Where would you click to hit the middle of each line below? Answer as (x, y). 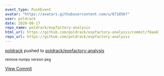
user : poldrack (20, 19)
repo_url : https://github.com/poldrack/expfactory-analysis (68, 37)
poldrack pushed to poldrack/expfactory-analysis (55, 50)
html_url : (15, 32)
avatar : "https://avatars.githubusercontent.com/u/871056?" (68, 14)
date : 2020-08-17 (23, 23)
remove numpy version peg (28, 59)
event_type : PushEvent (28, 9)
